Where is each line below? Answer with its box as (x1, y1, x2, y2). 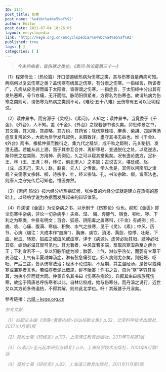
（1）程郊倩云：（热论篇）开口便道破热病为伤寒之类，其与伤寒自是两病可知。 (5, 74, 161, 79)
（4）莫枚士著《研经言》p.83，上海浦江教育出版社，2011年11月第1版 (5, 361, 144, 367)
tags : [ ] (5, 44, 26, 49)
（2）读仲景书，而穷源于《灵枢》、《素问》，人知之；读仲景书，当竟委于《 (5, 115, 153, 121)
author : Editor (5, 21, 37, 26)
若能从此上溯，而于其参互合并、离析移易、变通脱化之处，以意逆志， (22, 146, 161, 152)
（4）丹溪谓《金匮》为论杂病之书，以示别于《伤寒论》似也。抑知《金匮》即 (5, 205, 160, 211)
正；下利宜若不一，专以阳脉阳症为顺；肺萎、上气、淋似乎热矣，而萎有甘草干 (5, 248, 161, 254)
